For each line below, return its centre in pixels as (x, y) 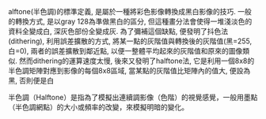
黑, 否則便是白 (31, 80)
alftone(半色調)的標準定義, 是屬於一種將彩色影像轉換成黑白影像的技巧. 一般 (130, 11)
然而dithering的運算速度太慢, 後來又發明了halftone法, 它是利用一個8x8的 (137, 61)
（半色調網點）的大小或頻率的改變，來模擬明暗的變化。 (98, 107)
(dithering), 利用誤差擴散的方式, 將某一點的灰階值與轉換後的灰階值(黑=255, (130, 41)
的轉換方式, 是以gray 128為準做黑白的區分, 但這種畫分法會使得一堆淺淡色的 (130, 21)
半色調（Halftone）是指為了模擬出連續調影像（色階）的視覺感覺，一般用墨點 (133, 97)
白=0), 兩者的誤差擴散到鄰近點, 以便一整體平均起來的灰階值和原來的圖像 (125, 51)
